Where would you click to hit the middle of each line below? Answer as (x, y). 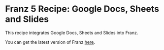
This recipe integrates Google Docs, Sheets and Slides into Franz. (72, 33)
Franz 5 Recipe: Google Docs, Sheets (82, 9)
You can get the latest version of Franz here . (50, 42)
